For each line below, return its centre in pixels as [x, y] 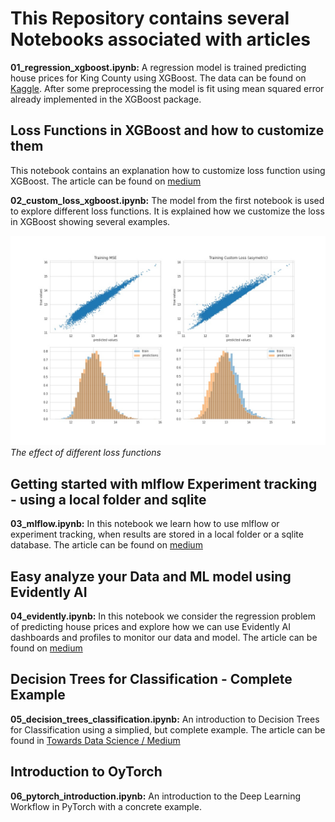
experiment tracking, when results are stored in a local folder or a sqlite [157, 534]
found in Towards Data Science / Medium [95, 740]
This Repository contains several [150, 18]
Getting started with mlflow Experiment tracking [164, 483]
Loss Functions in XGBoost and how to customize [167, 130]
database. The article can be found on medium [106, 545]
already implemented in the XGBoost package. [106, 99]
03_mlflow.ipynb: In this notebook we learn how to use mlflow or [145, 524]
